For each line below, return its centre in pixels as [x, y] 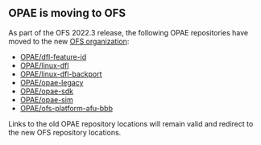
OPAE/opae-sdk [47, 91]
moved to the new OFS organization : [69, 41]
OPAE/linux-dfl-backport [61, 74]
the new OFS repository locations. [65, 132]
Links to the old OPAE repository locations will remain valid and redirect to [131, 123]
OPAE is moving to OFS [67, 13]
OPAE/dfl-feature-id [53, 56]
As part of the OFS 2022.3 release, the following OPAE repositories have [128, 32]
